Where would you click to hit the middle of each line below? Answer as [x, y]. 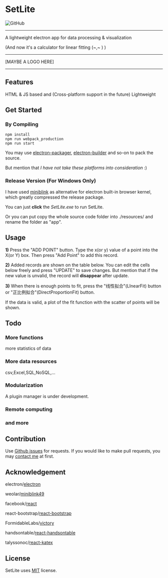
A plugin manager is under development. [47, 396]
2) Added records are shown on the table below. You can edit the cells [77, 265]
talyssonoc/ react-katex [29, 542]
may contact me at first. [30, 456]
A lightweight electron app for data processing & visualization [68, 37]
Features [19, 82]
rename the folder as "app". [34, 222]
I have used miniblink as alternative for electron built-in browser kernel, [78, 192]
